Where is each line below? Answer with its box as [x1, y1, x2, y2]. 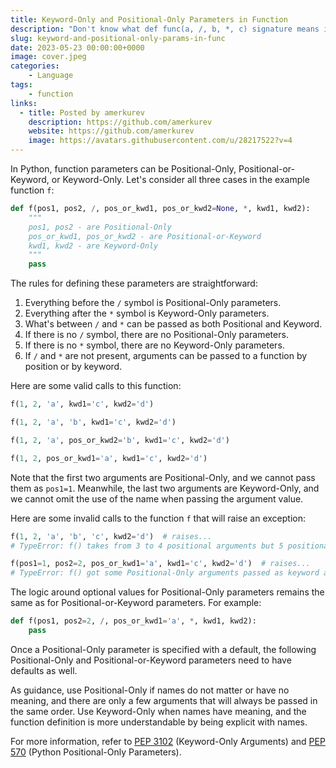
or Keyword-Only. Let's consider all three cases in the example [51, 174, 310, 185]
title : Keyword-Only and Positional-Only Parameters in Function [10, 14, 288, 25]
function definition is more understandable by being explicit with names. [10, 716, 308, 728]
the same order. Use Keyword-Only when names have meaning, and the [10, 705, 307, 717]
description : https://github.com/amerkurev [28, 117, 213, 127]
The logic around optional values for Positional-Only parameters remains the [10, 586, 325, 598]
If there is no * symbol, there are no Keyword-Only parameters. [24, 339, 285, 351]
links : [10, 98, 38, 108]
